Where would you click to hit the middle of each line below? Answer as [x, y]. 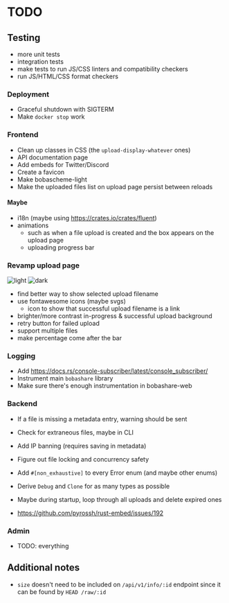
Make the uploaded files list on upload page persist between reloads [115, 186]
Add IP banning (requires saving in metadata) [82, 446]
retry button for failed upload [58, 324]
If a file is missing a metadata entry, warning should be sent [102, 419]
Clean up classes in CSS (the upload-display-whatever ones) [104, 150]
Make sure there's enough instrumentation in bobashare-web [104, 386]
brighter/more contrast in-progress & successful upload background [114, 316]
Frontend [23, 134]
